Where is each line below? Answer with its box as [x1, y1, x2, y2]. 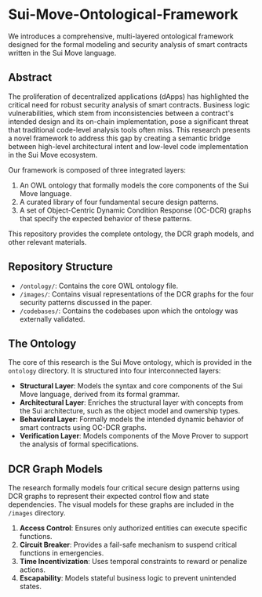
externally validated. [19, 314, 86, 323]
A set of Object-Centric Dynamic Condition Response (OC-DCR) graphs [19, 206, 252, 215]
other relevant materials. [8, 237, 87, 246]
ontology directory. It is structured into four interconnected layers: [8, 366, 221, 376]
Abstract [8, 71, 53, 84]
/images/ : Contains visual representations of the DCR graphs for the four [19, 289, 254, 299]
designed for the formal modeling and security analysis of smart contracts [8, 39, 249, 49]
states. [19, 582, 42, 592]
